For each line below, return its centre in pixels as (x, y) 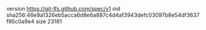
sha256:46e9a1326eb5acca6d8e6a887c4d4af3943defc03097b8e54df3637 (103, 15)
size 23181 (49, 21)
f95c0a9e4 (21, 21)
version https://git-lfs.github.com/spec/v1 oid (63, 9)
